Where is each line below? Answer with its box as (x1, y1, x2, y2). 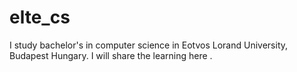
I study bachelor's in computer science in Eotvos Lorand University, (9, 39, 289, 51)
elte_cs (9, 6, 71, 29)
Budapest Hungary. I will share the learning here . (9, 49, 213, 61)
